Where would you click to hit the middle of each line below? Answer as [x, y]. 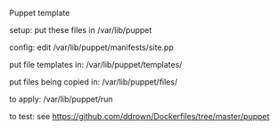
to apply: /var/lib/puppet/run [61, 99]
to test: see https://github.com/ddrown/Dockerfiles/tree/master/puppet [139, 116]
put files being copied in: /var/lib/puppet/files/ [94, 82]
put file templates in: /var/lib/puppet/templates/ [96, 65]
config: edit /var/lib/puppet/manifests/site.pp [91, 47]
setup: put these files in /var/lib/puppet [81, 30]
